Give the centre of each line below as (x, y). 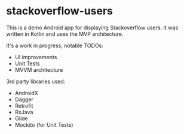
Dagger (24, 99)
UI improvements (36, 57)
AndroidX (27, 93)
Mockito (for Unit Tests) (44, 124)
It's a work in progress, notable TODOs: (55, 45)
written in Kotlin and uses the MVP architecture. (65, 33)
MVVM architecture (39, 69)
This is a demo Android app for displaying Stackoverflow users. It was (92, 28)
